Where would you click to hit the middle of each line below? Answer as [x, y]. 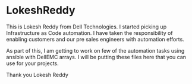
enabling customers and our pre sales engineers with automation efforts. [95, 39]
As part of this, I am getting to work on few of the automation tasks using [95, 50]
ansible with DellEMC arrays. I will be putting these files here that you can [96, 57]
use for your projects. [33, 63]
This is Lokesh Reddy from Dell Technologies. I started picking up [86, 27]
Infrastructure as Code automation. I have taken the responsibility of [90, 33]
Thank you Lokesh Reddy [37, 75]
